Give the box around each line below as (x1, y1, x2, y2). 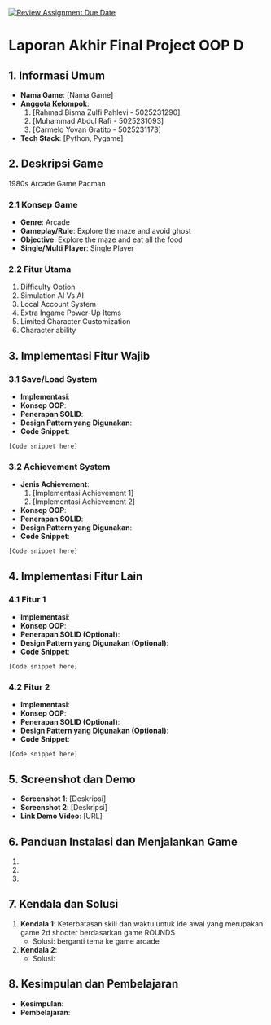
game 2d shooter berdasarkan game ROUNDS (20, 927, 176, 937)
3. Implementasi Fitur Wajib (8, 348, 151, 362)
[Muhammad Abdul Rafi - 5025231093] (32, 116, 164, 125)
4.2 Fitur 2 (8, 681, 50, 692)
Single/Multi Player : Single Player (20, 243, 134, 253)
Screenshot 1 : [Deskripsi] (20, 794, 107, 804)
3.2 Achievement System (8, 461, 111, 472)
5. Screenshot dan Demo (8, 772, 136, 786)
